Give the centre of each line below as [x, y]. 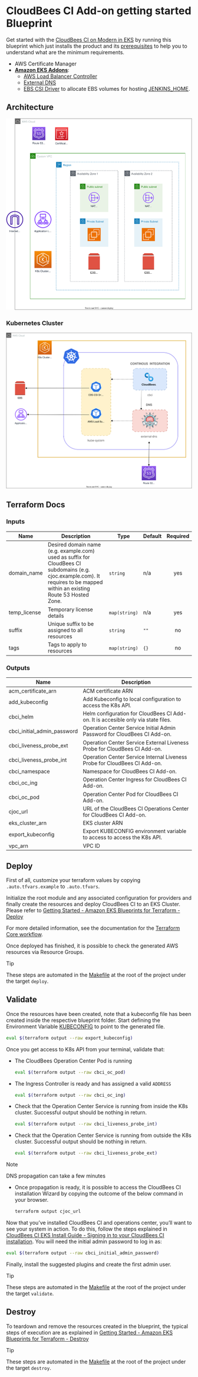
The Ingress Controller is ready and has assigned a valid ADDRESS [93, 1083]
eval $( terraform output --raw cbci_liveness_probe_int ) [86, 1124]
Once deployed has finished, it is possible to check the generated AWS [92, 946]
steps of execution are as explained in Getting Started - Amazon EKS [90, 1332]
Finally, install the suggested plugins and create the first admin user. [89, 1264]
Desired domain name [75, 545]
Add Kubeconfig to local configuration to [132, 699]
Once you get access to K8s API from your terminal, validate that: [85, 1049]
